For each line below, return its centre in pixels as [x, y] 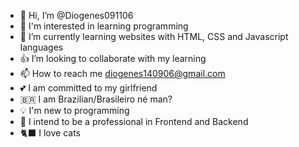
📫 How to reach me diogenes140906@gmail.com [122, 73]
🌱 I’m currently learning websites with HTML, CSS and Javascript [154, 36]
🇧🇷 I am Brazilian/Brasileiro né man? [96, 99]
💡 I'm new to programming [74, 110]
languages [41, 47]
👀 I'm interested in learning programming [104, 26]
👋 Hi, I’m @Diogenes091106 [76, 15]
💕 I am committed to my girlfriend [88, 88]
